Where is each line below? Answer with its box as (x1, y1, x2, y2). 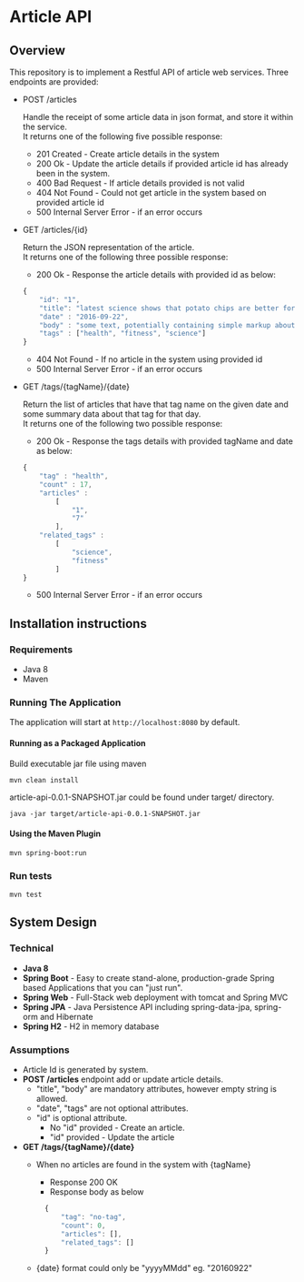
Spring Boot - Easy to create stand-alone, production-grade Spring (22, 972, 275, 984)
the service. (22, 121, 68, 132)
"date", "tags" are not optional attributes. (35, 1103, 189, 1114)
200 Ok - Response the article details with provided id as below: (35, 269, 277, 279)
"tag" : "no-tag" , (60, 1212, 127, 1221)
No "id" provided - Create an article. (49, 1122, 185, 1134)
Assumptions (9, 1044, 70, 1056)
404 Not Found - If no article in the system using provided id (35, 354, 263, 365)
